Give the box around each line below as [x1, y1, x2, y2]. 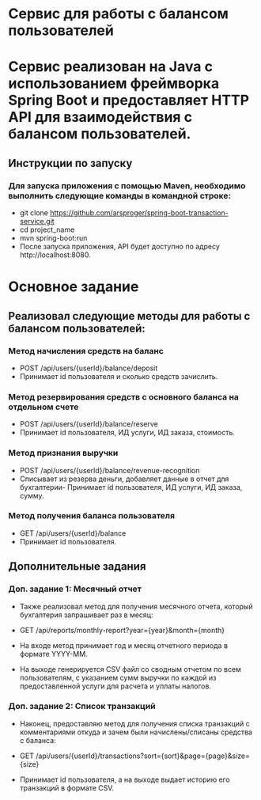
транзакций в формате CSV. [19, 783, 115, 792]
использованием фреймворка [8, 74, 220, 93]
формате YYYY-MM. [19, 649, 89, 658]
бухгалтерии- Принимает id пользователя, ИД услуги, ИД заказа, [19, 482, 243, 491]
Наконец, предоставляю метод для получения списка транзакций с [19, 718, 251, 728]
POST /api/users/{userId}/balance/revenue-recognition [19, 465, 200, 475]
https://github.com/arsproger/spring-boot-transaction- [50, 208, 229, 218]
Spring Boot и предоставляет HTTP [8, 92, 250, 109]
